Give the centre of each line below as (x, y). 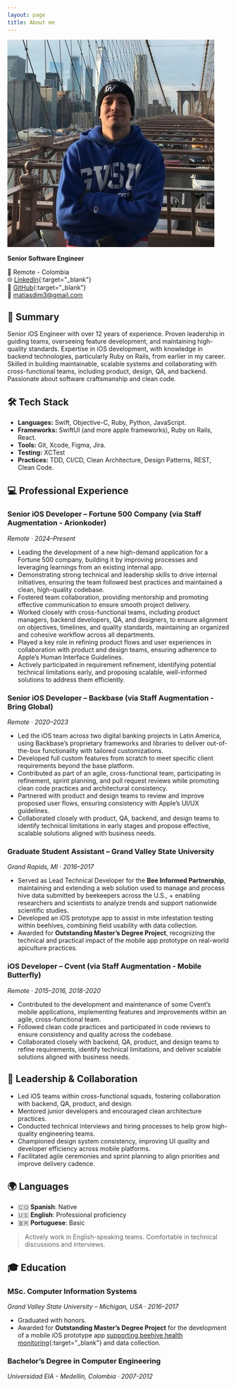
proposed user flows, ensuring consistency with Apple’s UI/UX (108, 803)
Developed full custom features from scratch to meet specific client (115, 758)
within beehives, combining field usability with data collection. (107, 925)
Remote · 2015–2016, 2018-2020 (54, 990)
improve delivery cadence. (56, 1163)
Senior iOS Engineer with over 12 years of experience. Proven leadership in (116, 334)
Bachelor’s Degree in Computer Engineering (84, 1361)
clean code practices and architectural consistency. (92, 788)
